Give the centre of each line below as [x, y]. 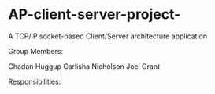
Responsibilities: [35, 81]
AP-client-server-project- [95, 14]
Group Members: [36, 51]
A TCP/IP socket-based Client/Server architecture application [108, 36]
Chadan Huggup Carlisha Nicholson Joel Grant [84, 66]
